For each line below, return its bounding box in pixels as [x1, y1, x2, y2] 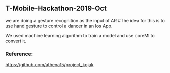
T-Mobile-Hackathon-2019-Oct [5, 4, 107, 13]
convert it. [5, 38, 27, 44]
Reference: [5, 50, 33, 57]
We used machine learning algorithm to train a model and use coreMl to [5, 32, 155, 38]
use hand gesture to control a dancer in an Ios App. [5, 23, 113, 29]
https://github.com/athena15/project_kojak [5, 62, 94, 68]
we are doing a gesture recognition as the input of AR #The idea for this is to [5, 17, 165, 23]
